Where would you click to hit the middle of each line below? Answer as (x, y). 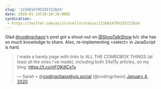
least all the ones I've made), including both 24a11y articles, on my (83, 62)
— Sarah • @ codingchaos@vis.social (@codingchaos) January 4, (82, 76)
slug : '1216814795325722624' (34, 9)
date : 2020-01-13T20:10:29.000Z (38, 14)
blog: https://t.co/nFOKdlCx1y (46, 67)
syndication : (18, 18)
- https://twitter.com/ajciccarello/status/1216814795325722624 (73, 23)
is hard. (13, 47)
